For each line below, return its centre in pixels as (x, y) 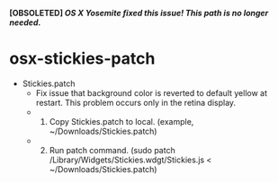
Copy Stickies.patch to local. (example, (121, 121)
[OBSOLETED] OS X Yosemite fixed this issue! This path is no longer (139, 13)
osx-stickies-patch (82, 59)
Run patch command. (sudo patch (112, 150)
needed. (25, 22)
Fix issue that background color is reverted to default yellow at (152, 92)
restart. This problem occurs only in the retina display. (136, 102)
